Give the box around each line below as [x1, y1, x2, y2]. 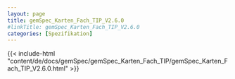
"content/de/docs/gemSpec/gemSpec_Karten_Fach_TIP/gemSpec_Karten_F [7, 57, 229, 66]
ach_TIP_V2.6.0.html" [7, 64, 69, 73]
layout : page [7, 10, 46, 18]
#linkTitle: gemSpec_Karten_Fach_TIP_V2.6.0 [7, 23, 140, 30]
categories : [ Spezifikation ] [7, 30, 93, 37]
